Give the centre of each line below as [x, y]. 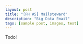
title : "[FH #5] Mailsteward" [37, 14]
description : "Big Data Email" [38, 19]
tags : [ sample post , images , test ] [42, 23]
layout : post [19, 10]
